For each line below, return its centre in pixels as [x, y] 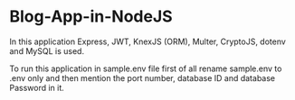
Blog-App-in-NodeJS [91, 17]
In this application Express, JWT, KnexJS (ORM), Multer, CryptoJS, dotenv [148, 41]
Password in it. [37, 87]
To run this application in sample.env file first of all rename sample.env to [146, 68]
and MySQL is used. [47, 50]
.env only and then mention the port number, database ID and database [143, 77]
